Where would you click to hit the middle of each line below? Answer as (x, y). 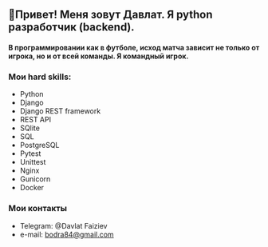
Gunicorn (35, 179)
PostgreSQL (39, 145)
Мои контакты (38, 209)
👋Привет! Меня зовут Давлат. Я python (110, 15)
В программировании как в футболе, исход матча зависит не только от (134, 47)
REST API (35, 120)
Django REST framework (60, 111)
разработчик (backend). (71, 28)
